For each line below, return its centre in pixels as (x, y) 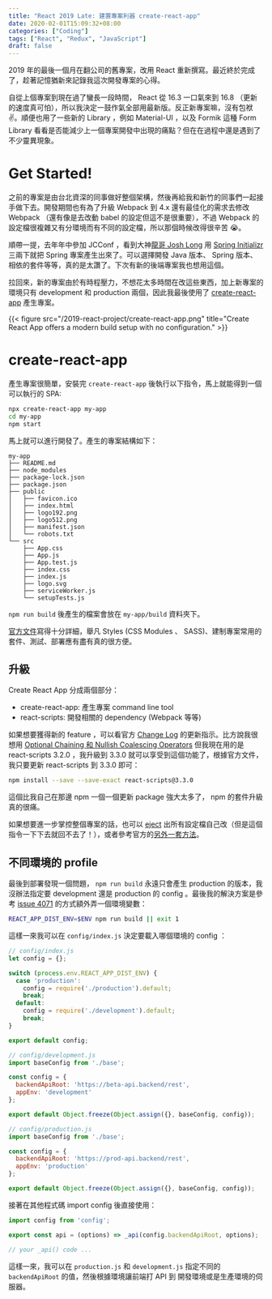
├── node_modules (38, 470)
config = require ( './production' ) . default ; (98, 988)
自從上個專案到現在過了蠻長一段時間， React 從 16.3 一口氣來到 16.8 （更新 (133, 97)
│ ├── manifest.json (47, 527)
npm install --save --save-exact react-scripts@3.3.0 (101, 780)
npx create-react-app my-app (57, 409)
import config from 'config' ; (59, 1220)
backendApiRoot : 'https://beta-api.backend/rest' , (103, 1085)
